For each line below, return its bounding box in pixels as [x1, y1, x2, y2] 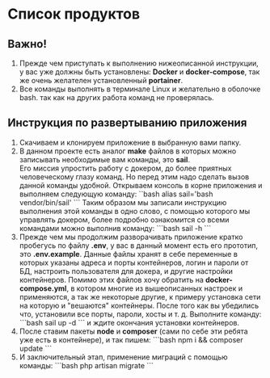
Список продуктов [7, 5, 141, 23]
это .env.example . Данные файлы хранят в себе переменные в [19, 249, 238, 258]
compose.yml [19, 283, 67, 293]
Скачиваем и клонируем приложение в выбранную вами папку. [19, 137, 242, 147]
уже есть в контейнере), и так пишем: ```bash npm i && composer [19, 334, 243, 344]
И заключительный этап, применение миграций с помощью [19, 352, 228, 362]
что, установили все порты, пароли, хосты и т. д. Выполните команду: [19, 309, 262, 319]
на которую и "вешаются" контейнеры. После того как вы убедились [19, 300, 259, 310]
